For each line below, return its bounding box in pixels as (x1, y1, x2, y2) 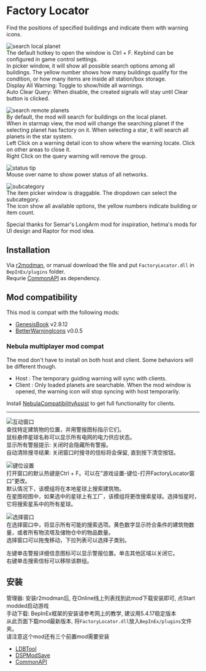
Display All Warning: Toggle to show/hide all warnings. (6, 81, 144, 89)
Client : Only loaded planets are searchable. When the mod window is (15, 381, 191, 388)
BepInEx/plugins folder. (6, 268, 66, 275)
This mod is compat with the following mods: (6, 308, 120, 316)
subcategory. (6, 195, 40, 203)
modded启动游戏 (6, 602, 49, 609)
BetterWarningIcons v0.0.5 (15, 327, 83, 334)
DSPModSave (15, 651, 50, 659)
